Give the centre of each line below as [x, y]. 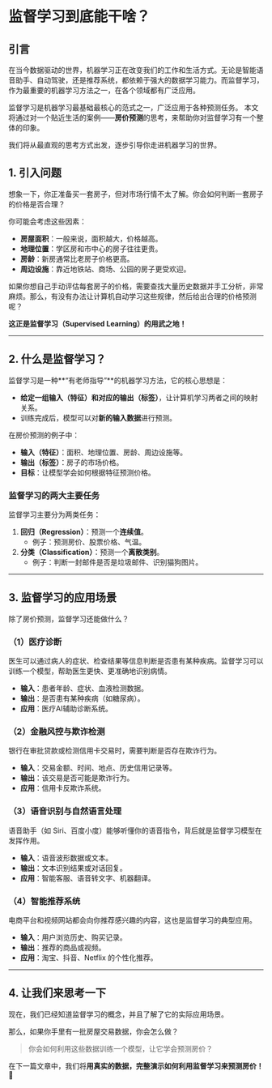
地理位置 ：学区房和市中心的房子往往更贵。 [91, 249]
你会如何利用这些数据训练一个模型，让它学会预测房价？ [120, 1048]
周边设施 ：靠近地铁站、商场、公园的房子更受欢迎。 [105, 269]
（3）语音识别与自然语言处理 [65, 811]
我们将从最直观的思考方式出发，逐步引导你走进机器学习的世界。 [115, 145]
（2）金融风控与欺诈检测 [57, 732]
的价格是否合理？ [37, 204]
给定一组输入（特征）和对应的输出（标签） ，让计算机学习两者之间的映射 [139, 397]
